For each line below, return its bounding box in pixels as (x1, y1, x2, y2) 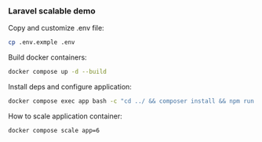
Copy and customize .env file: (8, 24, 104, 33)
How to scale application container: (8, 111, 123, 121)
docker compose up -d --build (8, 68, 107, 76)
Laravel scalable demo (8, 5, 96, 16)
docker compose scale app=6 (8, 126, 100, 134)
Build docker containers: (8, 53, 88, 62)
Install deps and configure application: (8, 82, 132, 92)
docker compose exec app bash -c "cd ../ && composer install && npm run (8, 97, 255, 105)
